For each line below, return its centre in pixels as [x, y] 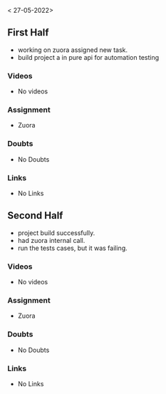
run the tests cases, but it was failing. [72, 248]
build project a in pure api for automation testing [88, 57]
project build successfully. [56, 233]
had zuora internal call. [51, 240]
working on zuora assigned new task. [73, 50]
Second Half [35, 216]
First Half [28, 32]
